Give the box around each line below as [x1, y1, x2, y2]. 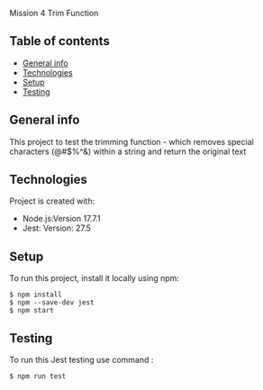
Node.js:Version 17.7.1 [22, 213, 101, 224]
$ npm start [9, 306, 54, 315]
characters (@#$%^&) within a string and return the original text [9, 146, 247, 157]
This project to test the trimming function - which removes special [9, 136, 254, 147]
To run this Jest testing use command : [9, 355, 154, 366]
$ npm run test [9, 372, 67, 381]
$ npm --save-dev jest [9, 298, 95, 307]
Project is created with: [9, 195, 95, 206]
